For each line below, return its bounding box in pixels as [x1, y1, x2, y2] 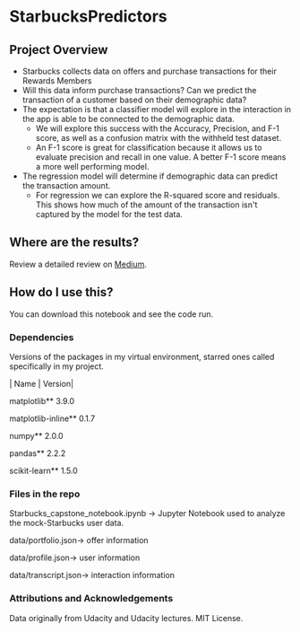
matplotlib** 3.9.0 [9, 395, 75, 406]
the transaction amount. [21, 180, 111, 190]
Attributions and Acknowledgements [9, 592, 174, 605]
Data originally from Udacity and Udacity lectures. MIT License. [9, 612, 244, 623]
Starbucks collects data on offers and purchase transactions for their [21, 66, 278, 76]
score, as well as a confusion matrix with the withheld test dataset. [35, 133, 282, 143]
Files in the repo [9, 487, 81, 500]
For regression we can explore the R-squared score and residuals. [35, 190, 280, 200]
